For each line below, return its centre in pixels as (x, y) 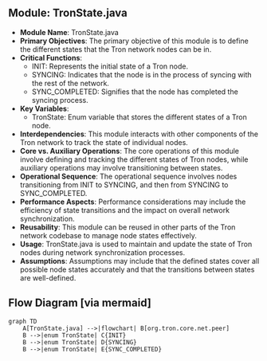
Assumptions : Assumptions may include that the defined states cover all (139, 261)
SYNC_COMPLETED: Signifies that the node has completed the (135, 92)
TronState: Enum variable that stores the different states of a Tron (139, 117)
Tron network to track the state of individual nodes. (104, 142)
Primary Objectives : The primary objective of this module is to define (134, 41)
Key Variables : (44, 108)
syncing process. (60, 100)
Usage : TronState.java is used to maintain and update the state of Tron (136, 244)
